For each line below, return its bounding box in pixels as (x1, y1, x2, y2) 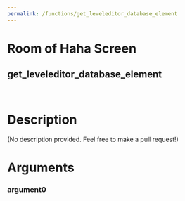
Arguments (7, 160, 75, 176)
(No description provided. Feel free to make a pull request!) (7, 135, 179, 143)
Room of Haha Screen (7, 40, 137, 56)
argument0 (7, 184, 47, 194)
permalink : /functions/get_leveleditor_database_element (7, 10, 178, 18)
